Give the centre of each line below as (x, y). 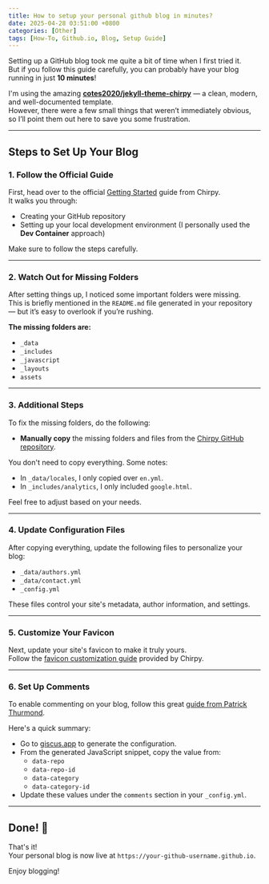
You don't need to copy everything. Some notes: (88, 462)
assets (31, 378)
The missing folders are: (50, 327)
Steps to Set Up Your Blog (73, 152)
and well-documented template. (61, 102)
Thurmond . (27, 713)
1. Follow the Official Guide (61, 175)
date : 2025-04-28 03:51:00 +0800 (64, 23)
